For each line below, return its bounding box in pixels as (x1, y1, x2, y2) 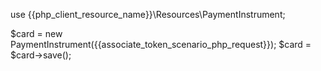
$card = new (10, 28, 63, 39)
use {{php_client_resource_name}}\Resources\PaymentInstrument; (10, 9, 286, 20)
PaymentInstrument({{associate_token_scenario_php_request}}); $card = (10, 39, 312, 50)
